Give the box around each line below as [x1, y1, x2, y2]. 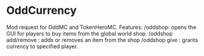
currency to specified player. [6, 43, 79, 50]
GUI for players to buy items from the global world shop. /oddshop [6, 30, 173, 37]
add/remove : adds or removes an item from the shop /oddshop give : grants [6, 36, 199, 43]
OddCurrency [6, 4, 77, 17]
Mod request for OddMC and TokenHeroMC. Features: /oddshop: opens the [6, 23, 197, 31]
